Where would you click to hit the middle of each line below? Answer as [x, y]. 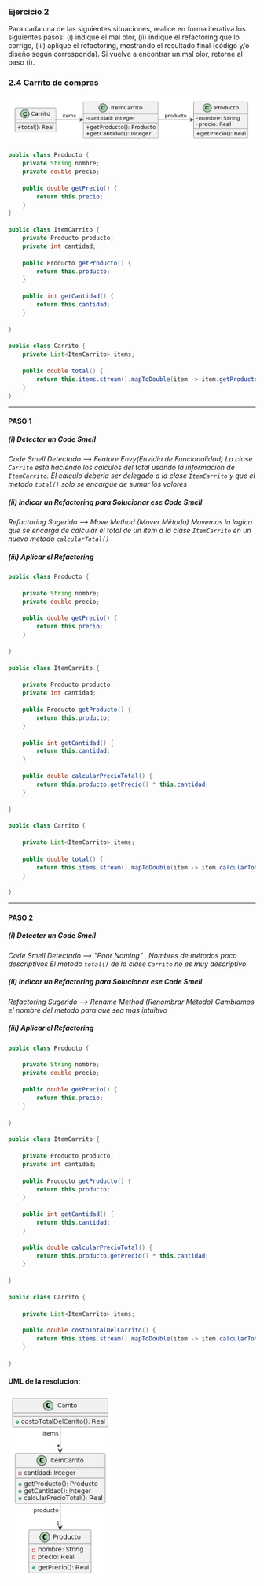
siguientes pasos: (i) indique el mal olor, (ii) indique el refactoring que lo [124, 37]
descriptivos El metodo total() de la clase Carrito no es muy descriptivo [127, 964]
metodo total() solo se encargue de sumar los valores [97, 484]
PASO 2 [21, 917]
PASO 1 [20, 421]
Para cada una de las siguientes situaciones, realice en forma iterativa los [127, 29]
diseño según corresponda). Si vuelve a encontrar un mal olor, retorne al [126, 54]
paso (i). [22, 62]
